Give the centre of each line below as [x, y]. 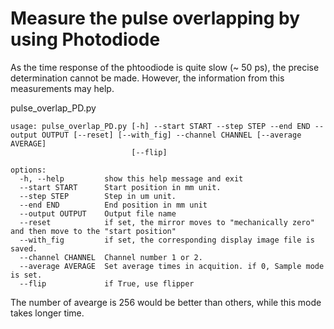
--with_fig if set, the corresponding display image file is [167, 240]
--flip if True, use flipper [107, 283]
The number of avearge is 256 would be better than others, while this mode [166, 302]
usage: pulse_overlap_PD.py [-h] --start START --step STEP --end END [160, 126]
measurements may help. [62, 88]
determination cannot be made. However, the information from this [147, 78]
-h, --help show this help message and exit [131, 178]
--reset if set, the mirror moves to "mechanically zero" [167, 222]
